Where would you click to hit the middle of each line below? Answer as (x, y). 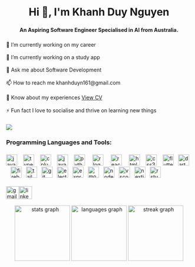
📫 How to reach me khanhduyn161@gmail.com (63, 83)
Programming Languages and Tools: (59, 142)
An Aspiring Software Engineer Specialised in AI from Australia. (99, 30)
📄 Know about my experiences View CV (54, 97)
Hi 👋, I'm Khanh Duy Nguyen (99, 12)
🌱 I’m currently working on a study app (53, 57)
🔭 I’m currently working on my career (51, 45)
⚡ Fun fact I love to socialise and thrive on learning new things (81, 110)
